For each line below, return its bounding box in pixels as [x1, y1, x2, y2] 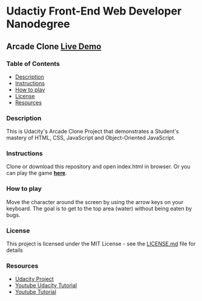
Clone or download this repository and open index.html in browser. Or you [6, 163, 191, 170]
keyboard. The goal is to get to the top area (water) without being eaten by [6, 205, 192, 212]
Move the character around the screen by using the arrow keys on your [6, 198, 184, 205]
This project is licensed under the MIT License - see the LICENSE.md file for [6, 240, 196, 248]
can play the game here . [6, 170, 68, 177]
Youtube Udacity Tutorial [15, 282, 77, 289]
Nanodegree [6, 17, 71, 31]
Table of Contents [6, 59, 60, 68]
